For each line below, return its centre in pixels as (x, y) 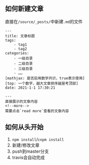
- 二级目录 (23, 63)
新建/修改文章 (26, 145)
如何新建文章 (24, 9)
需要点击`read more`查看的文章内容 (37, 111)
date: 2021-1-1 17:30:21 (30, 88)
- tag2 (20, 49)
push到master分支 (30, 151)
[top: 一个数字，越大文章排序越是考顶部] (42, 83)
